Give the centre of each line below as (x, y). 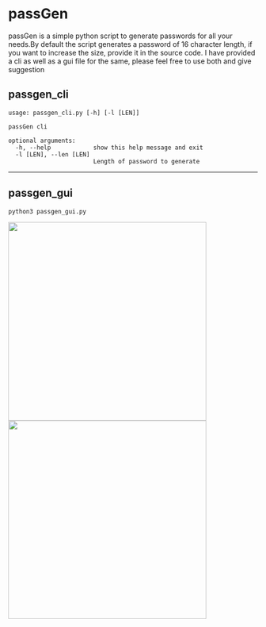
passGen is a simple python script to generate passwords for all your (120, 36)
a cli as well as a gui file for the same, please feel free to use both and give (130, 61)
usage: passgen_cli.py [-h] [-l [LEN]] (74, 113)
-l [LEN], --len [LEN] (53, 154)
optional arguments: (42, 140)
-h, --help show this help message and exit (109, 148)
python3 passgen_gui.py (47, 211)
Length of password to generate (146, 161)
